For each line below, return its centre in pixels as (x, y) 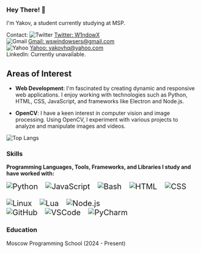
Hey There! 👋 (26, 10)
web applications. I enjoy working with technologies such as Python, (101, 95)
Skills (15, 154)
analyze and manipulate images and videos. (70, 126)
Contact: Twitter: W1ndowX (53, 35)
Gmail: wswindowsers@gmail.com (71, 42)
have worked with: (31, 174)
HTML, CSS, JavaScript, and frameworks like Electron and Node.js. (100, 101)
